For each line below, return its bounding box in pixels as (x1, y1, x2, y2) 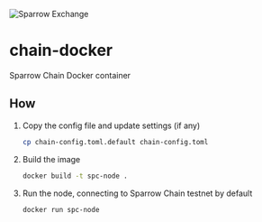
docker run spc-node (22, 205, 100, 214)
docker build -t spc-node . (22, 171, 128, 180)
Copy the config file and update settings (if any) (22, 120, 201, 131)
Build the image (22, 153, 81, 164)
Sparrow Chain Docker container (9, 69, 131, 80)
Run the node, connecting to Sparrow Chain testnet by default (22, 188, 253, 199)
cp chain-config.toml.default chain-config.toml (22, 137, 209, 146)
